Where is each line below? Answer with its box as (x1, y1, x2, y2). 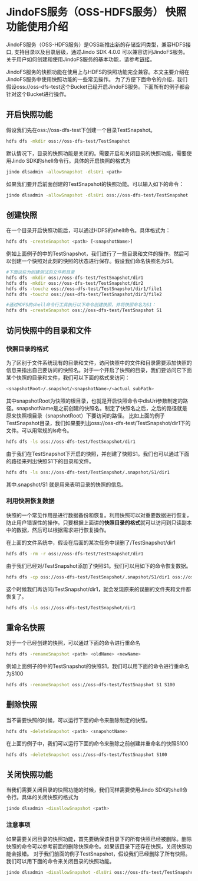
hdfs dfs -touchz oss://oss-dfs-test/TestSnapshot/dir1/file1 (6, 285, 162, 292)
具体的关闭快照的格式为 (21, 794, 78, 801)
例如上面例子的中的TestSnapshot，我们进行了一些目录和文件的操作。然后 (6, 250, 184, 258)
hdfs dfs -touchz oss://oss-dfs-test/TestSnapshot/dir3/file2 (6, 291, 162, 297)
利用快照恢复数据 (6, 497, 55, 505)
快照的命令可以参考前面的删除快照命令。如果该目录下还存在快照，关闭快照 (6, 843, 187, 850)
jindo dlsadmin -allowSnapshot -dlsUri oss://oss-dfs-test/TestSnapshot (6, 192, 189, 198)
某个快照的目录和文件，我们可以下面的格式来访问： (6, 374, 130, 381)
